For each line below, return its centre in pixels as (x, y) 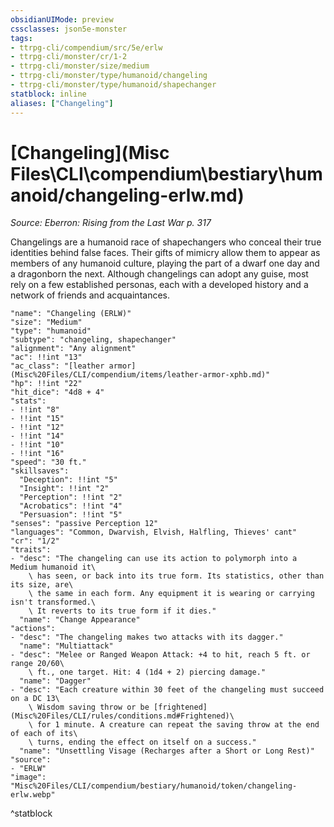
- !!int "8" (35, 410)
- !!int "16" (37, 454)
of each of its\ (44, 734)
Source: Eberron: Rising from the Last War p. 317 (111, 223)
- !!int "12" (37, 427)
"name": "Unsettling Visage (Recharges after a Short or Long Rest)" (167, 751)
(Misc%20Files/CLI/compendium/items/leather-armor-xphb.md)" (140, 375)
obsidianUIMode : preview (62, 19)
